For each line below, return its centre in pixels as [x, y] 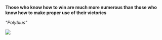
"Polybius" [16, 23]
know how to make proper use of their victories [56, 13]
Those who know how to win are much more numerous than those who [81, 7]
